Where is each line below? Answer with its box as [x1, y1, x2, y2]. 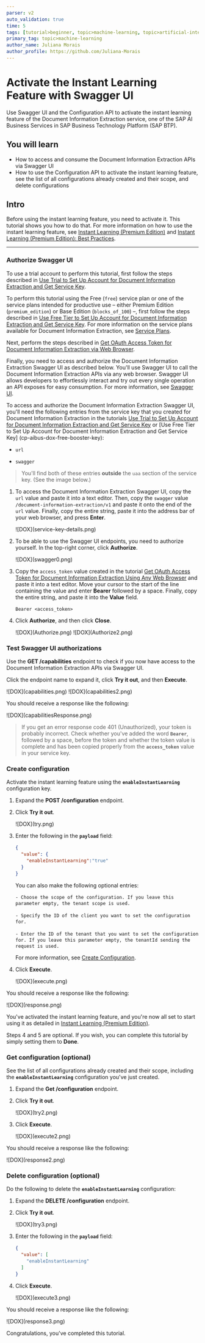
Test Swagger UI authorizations [6, 644, 102, 652]
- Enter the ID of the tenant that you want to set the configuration [15, 931, 199, 937]
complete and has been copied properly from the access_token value [21, 743, 194, 751]
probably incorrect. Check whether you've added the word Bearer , [21, 730, 189, 737]
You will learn [6, 139, 59, 150]
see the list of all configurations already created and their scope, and [15, 175, 189, 183]
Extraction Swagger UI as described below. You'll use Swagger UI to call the [6, 363, 198, 371]
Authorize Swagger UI [6, 256, 73, 264]
